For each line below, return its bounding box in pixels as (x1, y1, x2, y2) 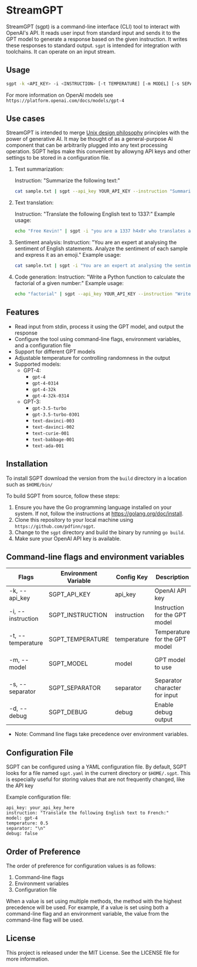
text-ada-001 (32, 443, 64, 449)
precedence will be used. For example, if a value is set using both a (6, 904, 169, 910)
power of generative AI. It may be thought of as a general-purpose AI (6, 135, 173, 143)
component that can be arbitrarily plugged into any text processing (6, 142, 168, 149)
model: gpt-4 (6, 815, 38, 822)
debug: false (6, 831, 38, 837)
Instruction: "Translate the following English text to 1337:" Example (14, 210, 175, 218)
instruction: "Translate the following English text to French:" (6, 810, 169, 816)
